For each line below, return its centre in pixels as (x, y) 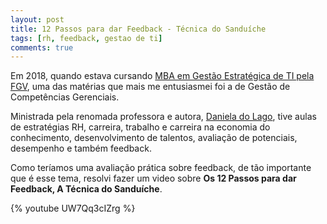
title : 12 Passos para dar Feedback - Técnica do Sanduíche (138, 29)
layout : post (37, 19)
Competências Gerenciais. (65, 97)
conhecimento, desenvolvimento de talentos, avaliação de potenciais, (154, 138)
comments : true (42, 47)
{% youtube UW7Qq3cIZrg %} (73, 208)
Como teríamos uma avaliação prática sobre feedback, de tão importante (161, 168)
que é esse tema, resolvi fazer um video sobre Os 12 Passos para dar (153, 178)
